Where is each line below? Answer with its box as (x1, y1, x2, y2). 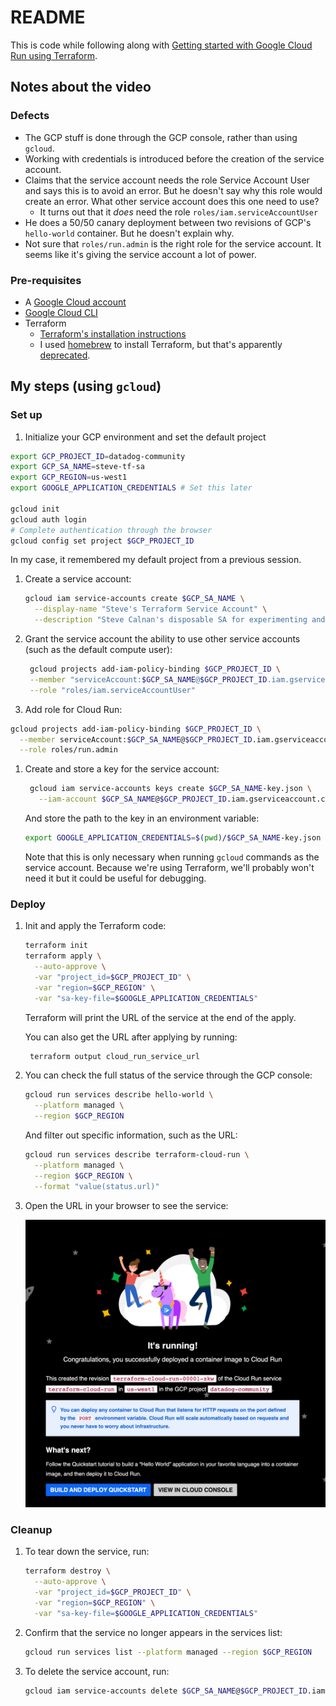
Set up (10, 408, 43, 422)
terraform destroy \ (24, 1566, 111, 1576)
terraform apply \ (24, 951, 102, 961)
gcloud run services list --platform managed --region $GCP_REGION (24, 1647, 313, 1657)
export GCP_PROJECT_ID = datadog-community (10, 451, 186, 461)
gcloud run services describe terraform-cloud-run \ (24, 1150, 250, 1160)
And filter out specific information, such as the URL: (24, 1129, 238, 1141)
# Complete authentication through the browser (10, 525, 213, 535)
